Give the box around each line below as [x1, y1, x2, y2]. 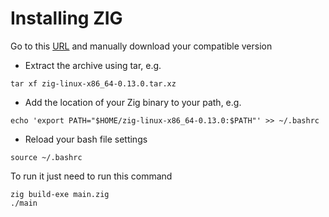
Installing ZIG [10, 7, 123, 30]
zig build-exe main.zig [10, 189, 110, 199]
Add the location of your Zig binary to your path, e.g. [24, 96, 242, 108]
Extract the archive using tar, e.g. [24, 59, 162, 71]
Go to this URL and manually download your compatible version [10, 40, 273, 52]
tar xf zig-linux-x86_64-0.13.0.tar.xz [10, 78, 177, 89]
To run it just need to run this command [10, 170, 173, 182]
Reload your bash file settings [24, 133, 148, 145]
